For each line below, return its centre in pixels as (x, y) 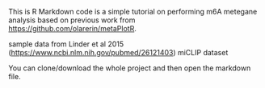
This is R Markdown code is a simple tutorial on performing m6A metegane (133, 12)
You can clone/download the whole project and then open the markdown (130, 68)
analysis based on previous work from (72, 20)
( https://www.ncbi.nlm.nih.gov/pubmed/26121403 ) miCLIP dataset (118, 52)
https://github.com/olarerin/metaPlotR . (73, 28)
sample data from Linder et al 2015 (66, 44)
